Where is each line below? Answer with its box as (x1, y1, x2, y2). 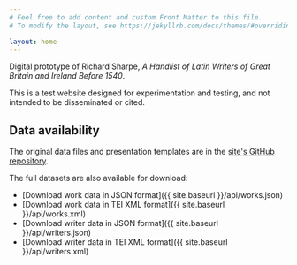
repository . (9, 155, 49, 166)
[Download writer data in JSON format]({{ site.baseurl (21, 218, 219, 229)
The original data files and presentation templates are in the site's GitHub (9, 147, 276, 157)
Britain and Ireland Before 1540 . (9, 71, 126, 81)
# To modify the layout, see (9, 21, 117, 30)
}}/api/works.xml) (21, 208, 87, 219)
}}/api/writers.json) (21, 227, 91, 238)
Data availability (9, 123, 100, 138)
